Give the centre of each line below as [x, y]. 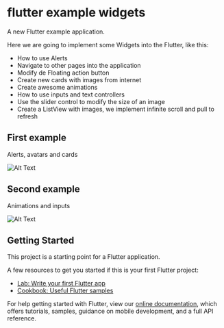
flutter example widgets [76, 13]
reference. [22, 318]
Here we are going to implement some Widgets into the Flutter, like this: [108, 45]
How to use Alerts [42, 58]
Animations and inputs [39, 205]
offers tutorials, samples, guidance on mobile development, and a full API [110, 311]
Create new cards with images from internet [79, 79]
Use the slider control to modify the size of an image [91, 101]
